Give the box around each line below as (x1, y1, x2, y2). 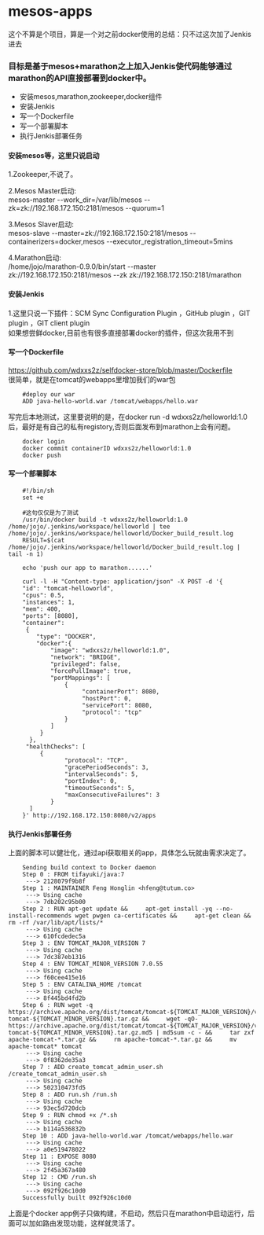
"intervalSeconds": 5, (64, 770, 139, 778)
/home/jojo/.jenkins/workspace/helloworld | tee (8, 523, 170, 531)
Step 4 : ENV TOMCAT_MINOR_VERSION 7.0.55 (22, 960, 163, 969)
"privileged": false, (49, 660, 122, 668)
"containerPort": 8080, (82, 688, 159, 696)
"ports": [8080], (22, 612, 79, 620)
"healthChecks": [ (25, 743, 86, 751)
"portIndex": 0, (64, 777, 118, 785)
